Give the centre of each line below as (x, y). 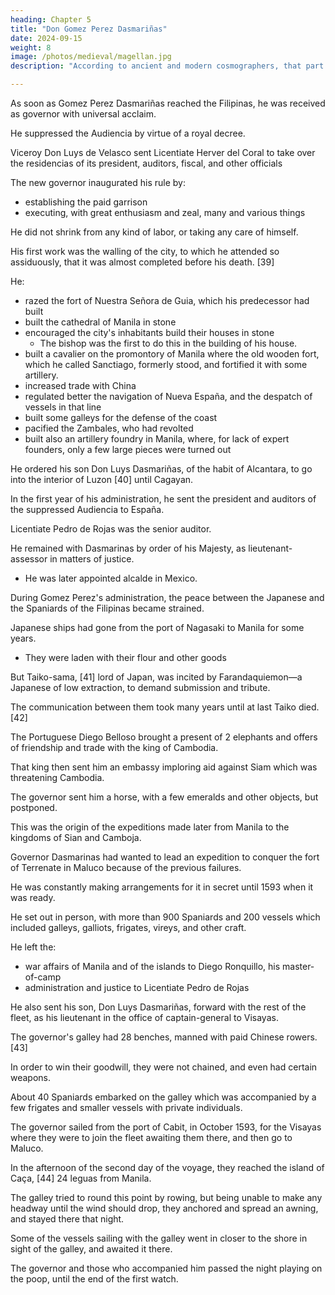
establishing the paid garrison (86, 202)
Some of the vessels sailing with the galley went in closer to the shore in (159, 1238)
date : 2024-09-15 (46, 38)
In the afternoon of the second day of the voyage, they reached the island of (167, 1167)
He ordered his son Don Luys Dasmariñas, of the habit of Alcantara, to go (161, 469)
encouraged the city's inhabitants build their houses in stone (149, 332)
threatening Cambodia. (57, 777)
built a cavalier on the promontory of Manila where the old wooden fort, (172, 354)
